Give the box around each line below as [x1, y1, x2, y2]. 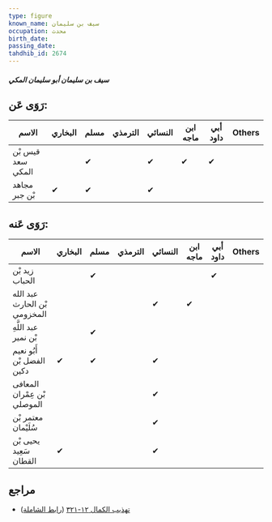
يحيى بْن [12, 435, 40, 447]
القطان [12, 456, 37, 467]
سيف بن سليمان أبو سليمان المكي [8, 75, 109, 84]
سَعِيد [12, 445, 31, 456]
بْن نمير [12, 332, 38, 343]
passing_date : [8, 42, 57, 50]
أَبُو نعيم [12, 345, 38, 357]
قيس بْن [12, 146, 40, 157]
